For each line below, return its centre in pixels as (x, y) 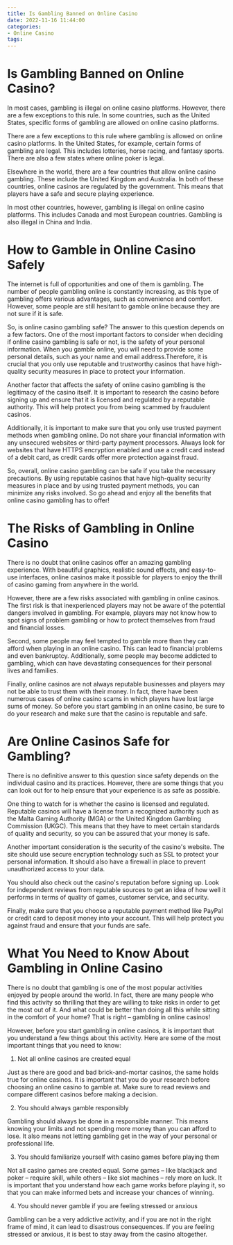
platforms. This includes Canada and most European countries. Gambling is (115, 215)
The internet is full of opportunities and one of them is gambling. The (106, 284)
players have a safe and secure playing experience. (81, 194)
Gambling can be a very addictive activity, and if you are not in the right (109, 1219)
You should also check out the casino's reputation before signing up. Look (113, 882)
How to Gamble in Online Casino (102, 250)
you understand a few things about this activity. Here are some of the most (114, 1038)
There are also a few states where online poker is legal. (86, 158)
